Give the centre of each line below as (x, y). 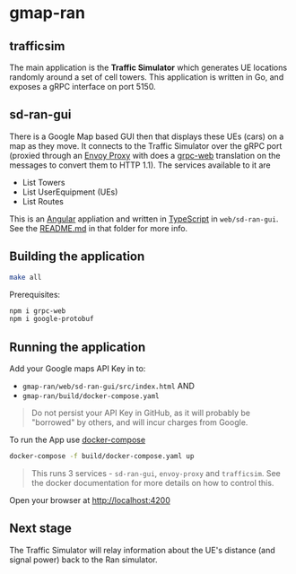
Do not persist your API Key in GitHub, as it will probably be (141, 413)
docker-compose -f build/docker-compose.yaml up (102, 457)
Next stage (40, 529)
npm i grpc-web (38, 311)
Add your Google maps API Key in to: (78, 369)
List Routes (43, 201)
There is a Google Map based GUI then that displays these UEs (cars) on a (147, 136)
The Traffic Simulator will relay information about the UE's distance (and (142, 550)
